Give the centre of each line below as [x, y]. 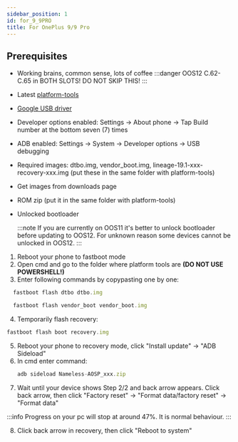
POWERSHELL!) [41, 272]
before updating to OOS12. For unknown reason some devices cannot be [124, 235]
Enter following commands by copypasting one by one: [98, 279]
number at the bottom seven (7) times [72, 130]
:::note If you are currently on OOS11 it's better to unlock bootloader [116, 228]
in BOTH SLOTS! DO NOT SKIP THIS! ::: [90, 81]
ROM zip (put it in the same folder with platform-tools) [96, 200]
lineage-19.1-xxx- [178, 165]
